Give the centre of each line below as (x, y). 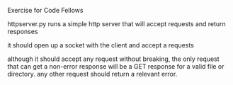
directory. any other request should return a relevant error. (92, 74)
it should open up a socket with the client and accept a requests (101, 45)
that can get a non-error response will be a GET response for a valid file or (116, 66)
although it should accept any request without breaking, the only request (113, 59)
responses (23, 32)
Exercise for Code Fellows (45, 10)
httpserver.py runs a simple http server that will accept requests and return (117, 24)
